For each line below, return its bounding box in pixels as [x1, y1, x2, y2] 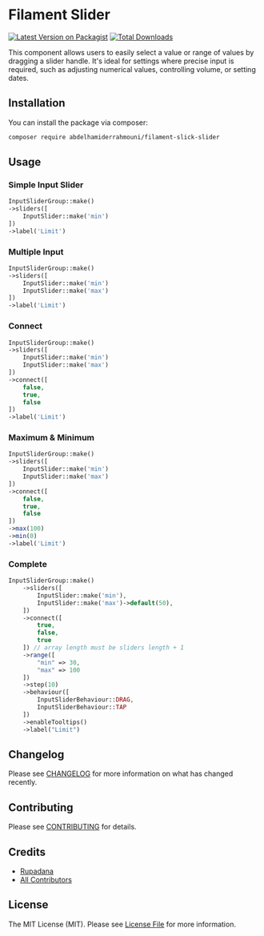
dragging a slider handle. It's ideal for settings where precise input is [8, 56, 234, 66]
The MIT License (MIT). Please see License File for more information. [8, 919, 236, 929]
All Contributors [19, 874, 72, 884]
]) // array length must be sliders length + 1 [22, 644, 184, 652]
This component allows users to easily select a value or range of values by [8, 47, 254, 57]
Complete [8, 558, 48, 569]
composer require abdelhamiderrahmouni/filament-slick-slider [8, 133, 220, 141]
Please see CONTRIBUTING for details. [8, 822, 138, 832]
